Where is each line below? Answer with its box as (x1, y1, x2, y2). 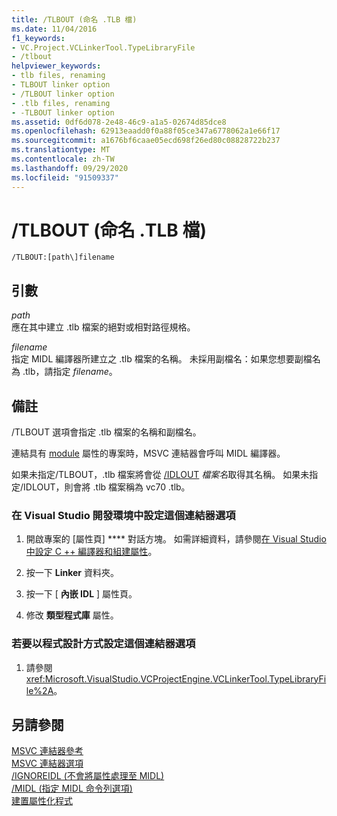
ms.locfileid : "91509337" (11, 172, 119, 183)
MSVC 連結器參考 (11, 745, 84, 757)
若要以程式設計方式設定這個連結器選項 (11, 637, 196, 651)
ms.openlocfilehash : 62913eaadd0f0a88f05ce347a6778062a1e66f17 (11, 126, 281, 136)
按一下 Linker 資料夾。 (25, 567, 119, 579)
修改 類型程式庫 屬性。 (25, 609, 119, 621)
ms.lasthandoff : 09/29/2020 (11, 163, 129, 173)
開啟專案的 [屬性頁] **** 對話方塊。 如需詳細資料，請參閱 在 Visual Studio (25, 533, 327, 545)
